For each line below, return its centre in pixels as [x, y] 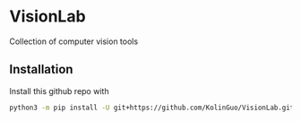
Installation [41, 69]
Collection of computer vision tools [74, 41]
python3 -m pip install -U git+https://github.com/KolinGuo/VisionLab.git [152, 108]
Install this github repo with [59, 91]
